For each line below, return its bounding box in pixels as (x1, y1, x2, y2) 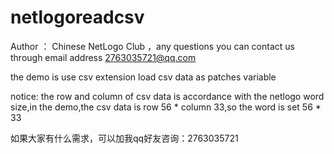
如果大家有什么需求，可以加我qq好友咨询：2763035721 (10, 132, 239, 144)
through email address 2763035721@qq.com (10, 51, 197, 63)
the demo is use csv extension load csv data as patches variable (10, 71, 277, 83)
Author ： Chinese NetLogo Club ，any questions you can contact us (10, 40, 295, 52)
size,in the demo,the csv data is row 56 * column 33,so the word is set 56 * (10, 101, 322, 113)
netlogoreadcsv (10, 6, 145, 29)
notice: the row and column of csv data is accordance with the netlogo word (10, 90, 325, 102)
